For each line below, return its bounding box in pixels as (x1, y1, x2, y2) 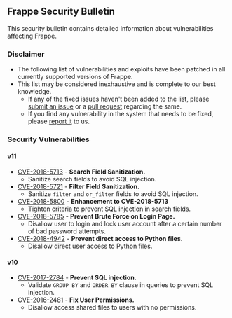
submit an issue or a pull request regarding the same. (27, 102, 182, 111)
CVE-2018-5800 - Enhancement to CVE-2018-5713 (17, 198, 169, 206)
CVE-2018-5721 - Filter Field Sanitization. (17, 182, 140, 191)
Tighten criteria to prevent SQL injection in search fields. (27, 205, 191, 213)
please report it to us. (27, 117, 90, 125)
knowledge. (17, 88, 52, 96)
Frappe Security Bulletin (7, 6, 116, 18)
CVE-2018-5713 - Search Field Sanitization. (17, 167, 146, 176)
